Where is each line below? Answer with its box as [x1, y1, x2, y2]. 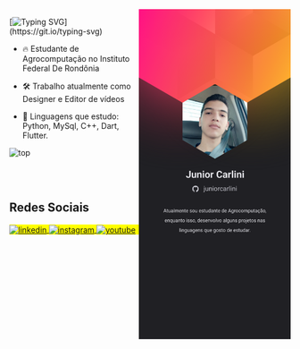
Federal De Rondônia [21, 63, 100, 73]
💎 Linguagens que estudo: [21, 111, 119, 122]
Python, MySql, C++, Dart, [21, 121, 120, 131]
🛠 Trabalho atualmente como [21, 81, 131, 91]
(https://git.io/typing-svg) [9, 26, 103, 37]
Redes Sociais [9, 200, 89, 216]
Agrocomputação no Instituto [21, 54, 130, 64]
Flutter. [21, 130, 49, 140]
